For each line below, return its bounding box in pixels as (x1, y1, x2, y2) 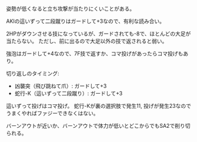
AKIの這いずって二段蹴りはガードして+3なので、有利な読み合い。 (6, 18, 165, 25)
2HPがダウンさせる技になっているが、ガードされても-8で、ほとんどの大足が (6, 30, 191, 37)
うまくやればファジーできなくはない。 (6, 110, 99, 117)
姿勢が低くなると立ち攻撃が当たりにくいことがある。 (6, 5, 135, 12)
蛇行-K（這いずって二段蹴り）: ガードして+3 (14, 90, 123, 97)
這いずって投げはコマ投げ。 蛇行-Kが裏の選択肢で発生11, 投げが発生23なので (6, 103, 191, 109)
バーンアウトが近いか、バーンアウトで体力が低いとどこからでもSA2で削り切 (6, 123, 191, 129)
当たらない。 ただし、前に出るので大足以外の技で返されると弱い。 (6, 38, 168, 44)
